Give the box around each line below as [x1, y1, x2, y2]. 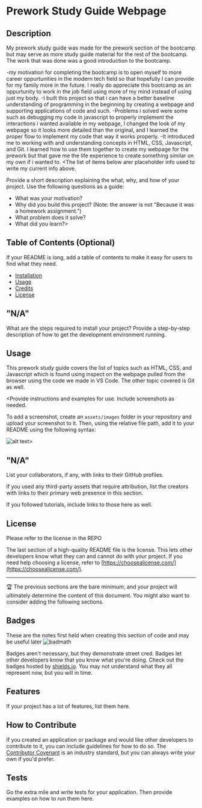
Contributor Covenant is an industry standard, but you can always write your [6, 749, 195, 756]
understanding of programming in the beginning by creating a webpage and [6, 101, 194, 108]
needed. [6, 402, 27, 409]
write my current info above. [6, 165, 76, 172]
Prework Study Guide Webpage [6, 4, 167, 18]
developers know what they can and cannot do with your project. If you [6, 553, 183, 560]
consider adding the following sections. [6, 598, 104, 605]
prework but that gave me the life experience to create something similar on [6, 152, 194, 159]
